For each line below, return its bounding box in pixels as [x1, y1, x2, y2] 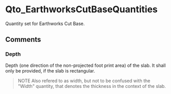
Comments [5, 35, 41, 44]
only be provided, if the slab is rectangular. [5, 67, 95, 74]
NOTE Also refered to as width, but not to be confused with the [17, 78, 151, 84]
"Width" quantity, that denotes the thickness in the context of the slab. [17, 83, 166, 89]
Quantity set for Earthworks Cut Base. [5, 20, 85, 27]
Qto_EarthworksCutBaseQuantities [5, 4, 158, 15]
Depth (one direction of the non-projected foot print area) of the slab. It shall [5, 62, 166, 68]
